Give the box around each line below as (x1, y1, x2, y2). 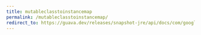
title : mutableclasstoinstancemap (6, 8, 93, 15)
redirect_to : (6, 20, 39, 26)
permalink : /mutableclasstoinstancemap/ (6, 14, 109, 20)
